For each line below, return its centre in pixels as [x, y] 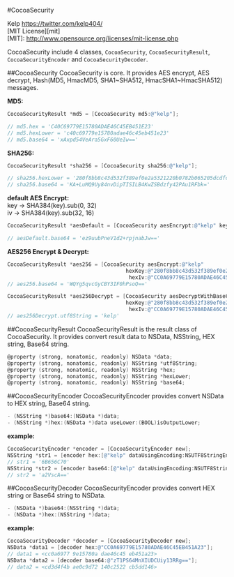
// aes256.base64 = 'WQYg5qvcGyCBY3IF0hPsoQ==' [78, 284]
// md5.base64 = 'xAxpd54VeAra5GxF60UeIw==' [73, 140]
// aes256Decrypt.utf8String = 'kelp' [63, 316]
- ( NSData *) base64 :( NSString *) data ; [63, 509]
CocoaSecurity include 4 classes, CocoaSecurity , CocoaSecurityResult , [109, 52]
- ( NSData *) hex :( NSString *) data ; [59, 515]
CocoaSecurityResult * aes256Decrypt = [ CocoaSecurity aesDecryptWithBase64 [119, 297]
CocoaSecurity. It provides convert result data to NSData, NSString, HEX [111, 336]
